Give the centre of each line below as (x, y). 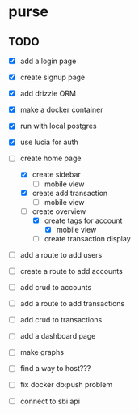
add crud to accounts (56, 288)
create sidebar (56, 175)
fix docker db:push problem (66, 385)
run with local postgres (58, 126)
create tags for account (83, 220)
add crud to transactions (61, 320)
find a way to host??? (55, 369)
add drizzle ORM (48, 94)
